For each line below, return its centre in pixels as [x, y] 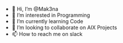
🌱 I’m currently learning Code [48, 21]
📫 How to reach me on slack [47, 34]
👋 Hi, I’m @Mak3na [35, 9]
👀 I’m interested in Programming [51, 15]
